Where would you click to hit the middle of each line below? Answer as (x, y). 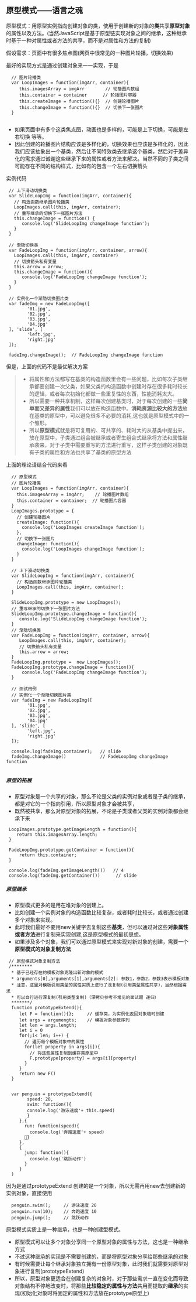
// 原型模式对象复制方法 (34, 961)
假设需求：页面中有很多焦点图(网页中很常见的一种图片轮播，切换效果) (90, 53)
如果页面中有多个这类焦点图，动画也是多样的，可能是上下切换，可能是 (99, 129)
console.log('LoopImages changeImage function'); (83, 549)
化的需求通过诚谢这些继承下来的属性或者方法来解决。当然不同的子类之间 (101, 158)
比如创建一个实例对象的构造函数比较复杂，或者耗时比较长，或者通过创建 (101, 912)
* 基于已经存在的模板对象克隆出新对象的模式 (57, 972)
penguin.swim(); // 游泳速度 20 (54, 1205)
